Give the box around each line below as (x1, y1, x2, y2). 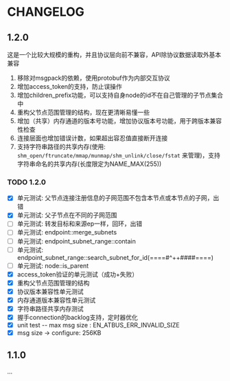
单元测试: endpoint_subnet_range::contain (16, 237, 136, 245)
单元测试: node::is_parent (16, 261, 89, 270)
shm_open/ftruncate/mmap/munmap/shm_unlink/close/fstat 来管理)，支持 (16, 151, 221, 159)
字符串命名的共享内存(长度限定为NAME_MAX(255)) (16, 160, 162, 168)
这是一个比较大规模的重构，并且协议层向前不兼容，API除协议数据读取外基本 (7, 51, 222, 58)
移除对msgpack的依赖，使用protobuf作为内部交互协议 (16, 74, 170, 82)
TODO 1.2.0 (7, 177, 47, 186)
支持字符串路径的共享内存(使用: (16, 142, 106, 151)
